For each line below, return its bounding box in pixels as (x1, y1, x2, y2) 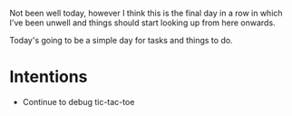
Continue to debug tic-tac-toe (22, 96, 135, 107)
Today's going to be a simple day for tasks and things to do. (9, 35, 233, 45)
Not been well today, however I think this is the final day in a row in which (9, 8, 283, 18)
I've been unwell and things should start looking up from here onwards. (9, 17, 276, 28)
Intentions (9, 67, 88, 87)
